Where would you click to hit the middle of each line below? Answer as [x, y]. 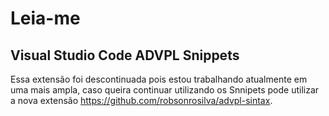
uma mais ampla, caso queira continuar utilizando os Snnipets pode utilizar [165, 90]
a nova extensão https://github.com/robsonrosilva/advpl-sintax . [141, 100]
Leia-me [45, 18]
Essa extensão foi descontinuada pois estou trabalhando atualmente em [159, 79]
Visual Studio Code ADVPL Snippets [125, 55]
